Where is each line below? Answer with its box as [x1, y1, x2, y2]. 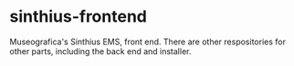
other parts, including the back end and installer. [9, 45, 192, 56]
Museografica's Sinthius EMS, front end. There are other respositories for [9, 36, 286, 47]
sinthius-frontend [9, 6, 148, 27]
